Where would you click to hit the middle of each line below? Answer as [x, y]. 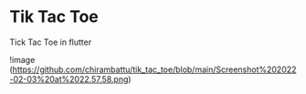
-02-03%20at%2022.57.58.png [69, 78]
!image [22, 59]
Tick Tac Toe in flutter [51, 42]
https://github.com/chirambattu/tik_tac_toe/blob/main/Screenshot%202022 [154, 69]
